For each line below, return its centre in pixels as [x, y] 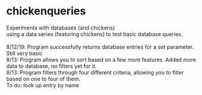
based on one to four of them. [43, 79]
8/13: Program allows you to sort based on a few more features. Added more [101, 60]
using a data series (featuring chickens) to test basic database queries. [94, 34]
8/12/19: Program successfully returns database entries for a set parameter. [100, 47]
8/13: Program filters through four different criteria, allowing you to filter [95, 72]
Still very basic [25, 53]
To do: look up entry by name [43, 85]
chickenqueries [46, 11]
